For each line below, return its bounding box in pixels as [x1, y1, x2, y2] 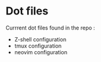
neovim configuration [14, 48, 67, 55]
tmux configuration [14, 42, 62, 49]
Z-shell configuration [14, 36, 67, 43]
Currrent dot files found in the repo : [5, 24, 96, 31]
